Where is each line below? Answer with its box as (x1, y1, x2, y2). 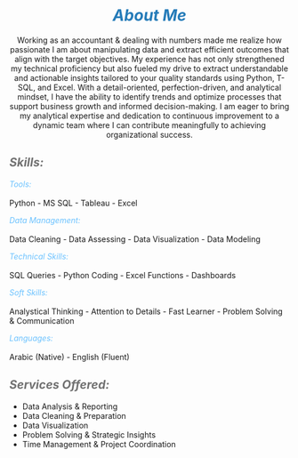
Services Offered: (9, 377, 109, 392)
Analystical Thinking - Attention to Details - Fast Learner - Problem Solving (9, 306, 283, 317)
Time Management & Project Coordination (21, 438, 176, 449)
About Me (112, 5, 187, 26)
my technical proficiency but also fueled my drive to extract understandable (10, 63, 289, 74)
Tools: (9, 179, 32, 189)
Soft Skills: (9, 286, 48, 298)
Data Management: (9, 214, 81, 225)
